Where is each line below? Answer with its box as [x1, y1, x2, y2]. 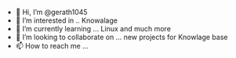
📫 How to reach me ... [15, 42, 89, 50]
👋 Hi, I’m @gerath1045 [15, 8, 88, 16]
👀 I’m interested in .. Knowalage [15, 16, 118, 25]
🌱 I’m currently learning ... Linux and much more [15, 24, 171, 33]
